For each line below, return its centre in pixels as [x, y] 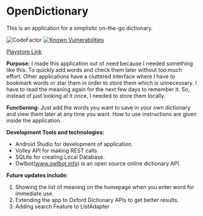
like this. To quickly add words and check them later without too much [94, 70]
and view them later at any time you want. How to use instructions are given [101, 114]
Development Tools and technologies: [55, 132]
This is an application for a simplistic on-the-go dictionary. [80, 28]
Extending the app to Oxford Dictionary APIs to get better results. [97, 200]
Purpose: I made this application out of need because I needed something [100, 63]
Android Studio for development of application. [74, 144]
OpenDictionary [48, 11]
